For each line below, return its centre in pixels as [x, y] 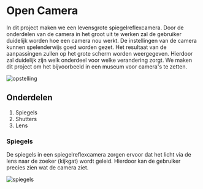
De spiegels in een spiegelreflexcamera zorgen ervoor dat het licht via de [99, 155]
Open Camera [42, 11]
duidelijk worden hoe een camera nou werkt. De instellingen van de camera [102, 40]
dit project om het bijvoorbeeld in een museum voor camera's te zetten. [97, 66]
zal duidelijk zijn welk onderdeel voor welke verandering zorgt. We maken [99, 60]
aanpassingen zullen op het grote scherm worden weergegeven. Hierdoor [100, 53]
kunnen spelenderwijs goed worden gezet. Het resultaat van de [86, 47]
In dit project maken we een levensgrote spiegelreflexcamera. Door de [95, 28]
